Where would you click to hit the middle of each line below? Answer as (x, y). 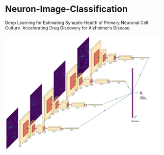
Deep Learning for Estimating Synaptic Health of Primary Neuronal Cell (77, 23)
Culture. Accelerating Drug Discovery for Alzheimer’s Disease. (68, 27)
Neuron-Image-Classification (66, 9)
